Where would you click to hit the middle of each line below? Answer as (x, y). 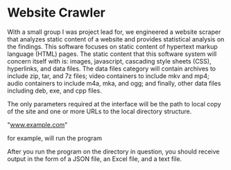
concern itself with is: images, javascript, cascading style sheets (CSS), (109, 61)
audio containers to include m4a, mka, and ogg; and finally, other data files (114, 83)
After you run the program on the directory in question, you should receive (113, 151)
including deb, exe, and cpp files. (54, 91)
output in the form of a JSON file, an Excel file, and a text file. (95, 159)
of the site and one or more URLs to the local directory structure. (100, 111)
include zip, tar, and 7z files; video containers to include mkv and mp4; (108, 76)
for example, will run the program (55, 138)
